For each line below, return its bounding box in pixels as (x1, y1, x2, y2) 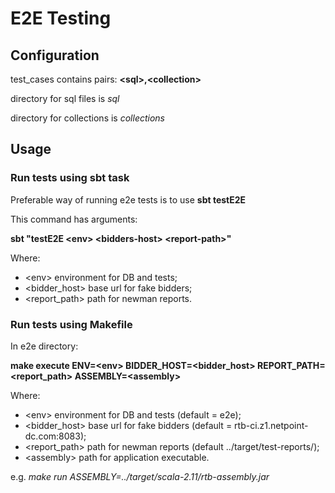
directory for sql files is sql (10, 93, 120, 104)
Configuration (10, 47, 100, 64)
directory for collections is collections (10, 112, 165, 124)
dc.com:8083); (24, 430, 87, 442)
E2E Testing (10, 7, 112, 30)
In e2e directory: (10, 340, 79, 352)
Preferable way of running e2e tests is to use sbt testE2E (10, 193, 247, 206)
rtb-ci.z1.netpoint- (234, 419, 309, 431)
